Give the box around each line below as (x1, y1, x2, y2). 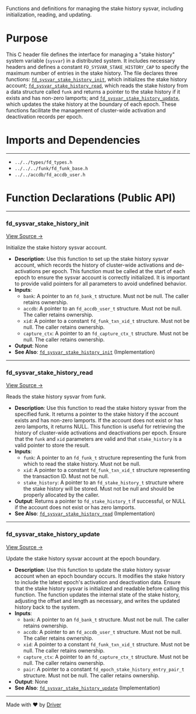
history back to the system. (14, 603, 80, 610)
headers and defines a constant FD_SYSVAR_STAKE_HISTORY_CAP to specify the (6, 63, 189, 70)
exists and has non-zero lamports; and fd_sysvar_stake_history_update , (6, 94, 180, 101)
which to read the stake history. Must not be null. (23, 460, 141, 467)
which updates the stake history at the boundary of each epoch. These (6, 101, 177, 108)
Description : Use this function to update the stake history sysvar (14, 566, 171, 573)
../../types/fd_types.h (14, 159, 73, 165)
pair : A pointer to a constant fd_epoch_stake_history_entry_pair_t (23, 665, 185, 672)
